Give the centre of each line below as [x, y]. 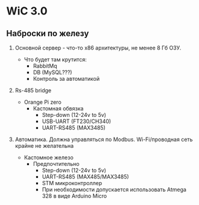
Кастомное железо [49, 157]
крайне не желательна [44, 146]
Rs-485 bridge [33, 90]
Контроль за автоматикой [66, 79]
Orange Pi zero [43, 102]
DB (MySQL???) [52, 72]
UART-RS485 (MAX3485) [74, 128]
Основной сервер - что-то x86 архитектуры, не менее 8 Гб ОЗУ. [98, 48]
